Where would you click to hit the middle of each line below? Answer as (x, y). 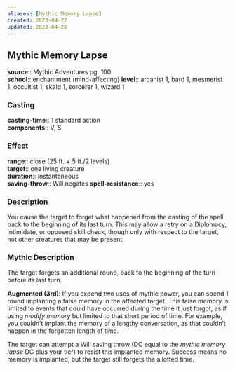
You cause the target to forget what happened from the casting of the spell (115, 217)
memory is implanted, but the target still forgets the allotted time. (101, 359)
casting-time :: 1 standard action (54, 121)
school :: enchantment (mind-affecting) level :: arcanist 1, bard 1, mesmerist (115, 80)
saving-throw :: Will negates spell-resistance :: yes (81, 184)
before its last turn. (35, 280)
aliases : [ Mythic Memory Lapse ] (54, 14)
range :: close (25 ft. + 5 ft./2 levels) (59, 161)
